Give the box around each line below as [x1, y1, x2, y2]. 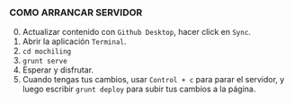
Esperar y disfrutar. [22, 64, 94, 75]
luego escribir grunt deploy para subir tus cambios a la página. [22, 83, 256, 95]
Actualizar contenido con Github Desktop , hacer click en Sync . [22, 27, 252, 38]
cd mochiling [22, 47, 72, 56]
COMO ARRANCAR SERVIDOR [9, 6, 143, 19]
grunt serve [22, 56, 67, 66]
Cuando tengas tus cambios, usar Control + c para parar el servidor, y [22, 74, 285, 85]
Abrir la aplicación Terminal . [22, 36, 127, 47]
